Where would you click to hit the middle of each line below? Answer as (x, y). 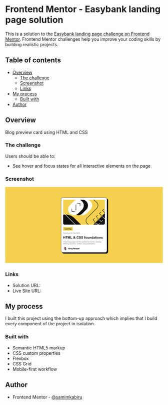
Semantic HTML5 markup (39, 348)
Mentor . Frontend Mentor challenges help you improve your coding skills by (83, 39)
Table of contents (33, 60)
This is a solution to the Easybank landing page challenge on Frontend (77, 34)
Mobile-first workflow (35, 369)
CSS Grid (22, 364)
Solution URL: (26, 285)
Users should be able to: (30, 156)
